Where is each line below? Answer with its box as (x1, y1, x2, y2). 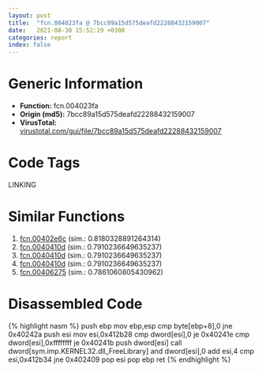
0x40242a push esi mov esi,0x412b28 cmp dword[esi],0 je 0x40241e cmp (8, 329, 250, 339)
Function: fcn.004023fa (19, 101, 99, 111)
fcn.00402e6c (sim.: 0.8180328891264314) (19, 234, 162, 243)
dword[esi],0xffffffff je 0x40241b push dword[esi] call (8, 337, 182, 348)
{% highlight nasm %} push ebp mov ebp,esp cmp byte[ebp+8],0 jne (8, 321, 233, 330)
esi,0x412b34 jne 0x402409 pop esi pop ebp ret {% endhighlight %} (8, 355, 231, 364)
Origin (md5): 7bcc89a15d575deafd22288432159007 (19, 110, 195, 119)
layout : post (8, 11, 51, 20)
